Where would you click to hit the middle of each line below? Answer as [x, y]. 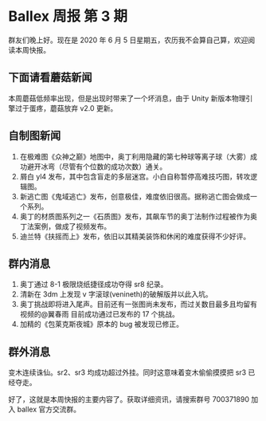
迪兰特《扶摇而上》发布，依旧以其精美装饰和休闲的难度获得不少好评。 [135, 236]
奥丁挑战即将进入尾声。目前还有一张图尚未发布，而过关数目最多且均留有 [138, 305]
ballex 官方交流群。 [49, 409]
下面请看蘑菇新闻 [50, 78]
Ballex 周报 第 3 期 [68, 16]
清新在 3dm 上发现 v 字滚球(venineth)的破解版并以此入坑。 [116, 294]
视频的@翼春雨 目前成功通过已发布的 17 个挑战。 [99, 314]
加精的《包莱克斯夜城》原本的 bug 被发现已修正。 [102, 325]
